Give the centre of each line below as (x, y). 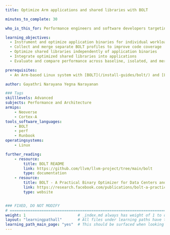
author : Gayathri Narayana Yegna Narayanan (52, 84)
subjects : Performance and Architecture (49, 103)
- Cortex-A (26, 117)
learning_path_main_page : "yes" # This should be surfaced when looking (85, 225)
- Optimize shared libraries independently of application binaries (83, 52)
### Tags (14, 93)
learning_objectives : (28, 38)
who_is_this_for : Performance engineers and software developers (75, 28)
